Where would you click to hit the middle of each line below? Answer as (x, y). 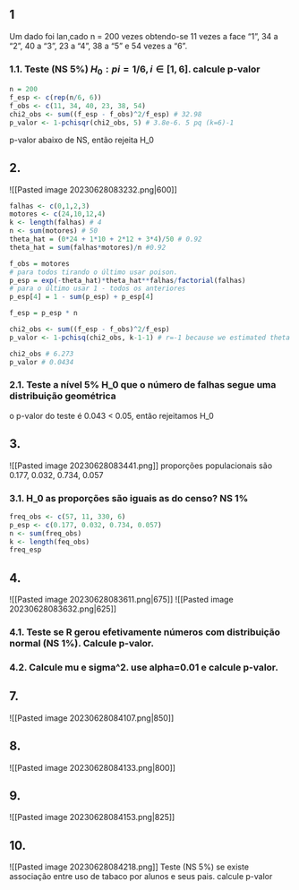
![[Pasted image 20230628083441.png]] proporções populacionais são (141, 466)
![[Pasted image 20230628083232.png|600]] (93, 189)
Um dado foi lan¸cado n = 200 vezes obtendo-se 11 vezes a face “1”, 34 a (144, 36)
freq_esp (26, 550)
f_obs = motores (39, 263)
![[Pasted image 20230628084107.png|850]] (92, 718)
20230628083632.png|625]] (63, 609)
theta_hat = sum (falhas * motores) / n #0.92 (88, 247)
